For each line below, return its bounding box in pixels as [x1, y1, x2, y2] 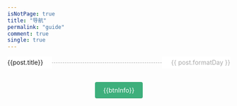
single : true [7, 37, 46, 44]
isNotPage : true [7, 10, 55, 18]
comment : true [7, 30, 50, 37]
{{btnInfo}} [103, 86, 135, 94]
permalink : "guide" [7, 23, 65, 30]
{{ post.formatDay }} [170, 58, 231, 67]
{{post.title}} [7, 58, 44, 67]
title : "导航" [7, 17, 47, 24]
